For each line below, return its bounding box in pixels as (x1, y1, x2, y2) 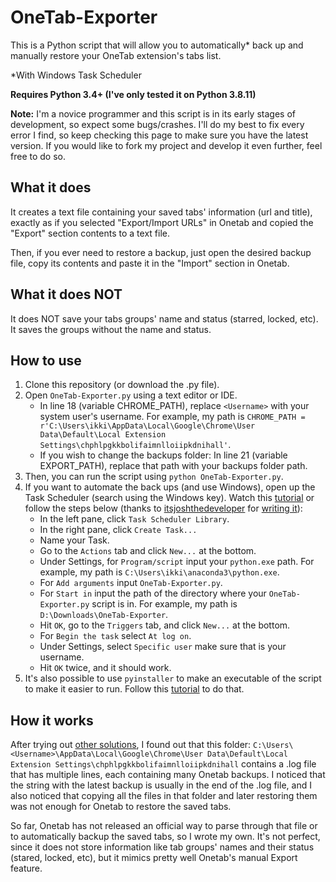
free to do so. (10, 150, 66, 162)
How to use (10, 352, 82, 369)
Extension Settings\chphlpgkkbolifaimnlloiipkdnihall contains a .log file (10, 758, 317, 770)
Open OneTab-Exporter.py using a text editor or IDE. (24, 389, 238, 401)
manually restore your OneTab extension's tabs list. (10, 49, 222, 61)
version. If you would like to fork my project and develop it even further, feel (10, 139, 323, 151)
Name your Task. (39, 534, 110, 546)
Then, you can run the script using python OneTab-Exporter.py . (24, 471, 284, 483)
